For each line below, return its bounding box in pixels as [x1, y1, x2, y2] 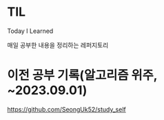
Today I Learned [7, 27, 54, 35]
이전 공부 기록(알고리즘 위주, [7, 68, 158, 83]
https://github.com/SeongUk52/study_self [7, 105, 126, 113]
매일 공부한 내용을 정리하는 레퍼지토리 [7, 40, 109, 49]
